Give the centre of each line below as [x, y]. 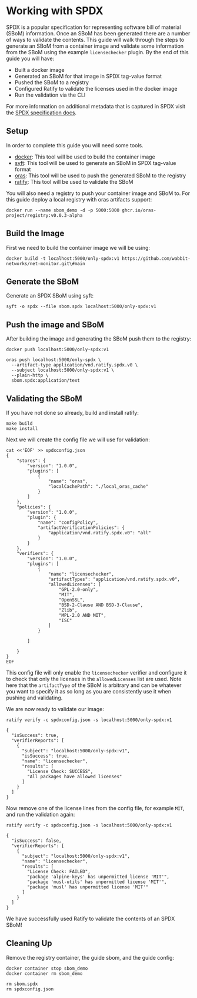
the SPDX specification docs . [41, 113]
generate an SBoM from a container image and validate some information [95, 46]
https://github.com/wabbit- [156, 258]
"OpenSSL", [72, 600]
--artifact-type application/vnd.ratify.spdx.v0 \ [75, 365]
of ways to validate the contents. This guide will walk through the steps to [95, 39]
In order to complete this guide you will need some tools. [75, 145]
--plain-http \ [30, 375]
